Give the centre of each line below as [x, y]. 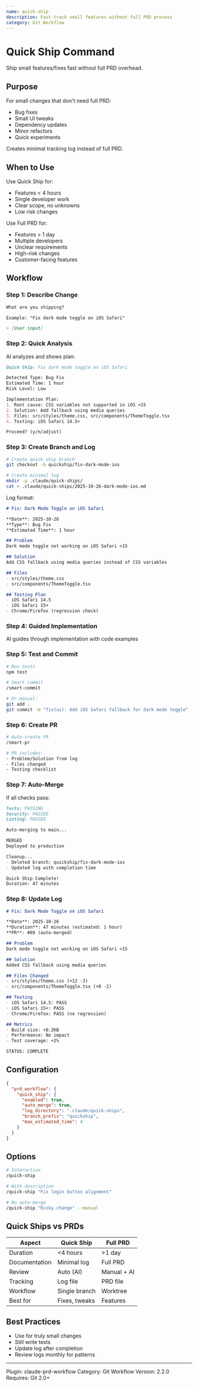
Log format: [20, 497]
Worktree [114, 1291]
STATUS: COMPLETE [27, 1051]
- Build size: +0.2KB [33, 1030]
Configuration [32, 1070]
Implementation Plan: [33, 400]
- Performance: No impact [38, 1036]
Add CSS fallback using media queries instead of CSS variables [87, 563]
